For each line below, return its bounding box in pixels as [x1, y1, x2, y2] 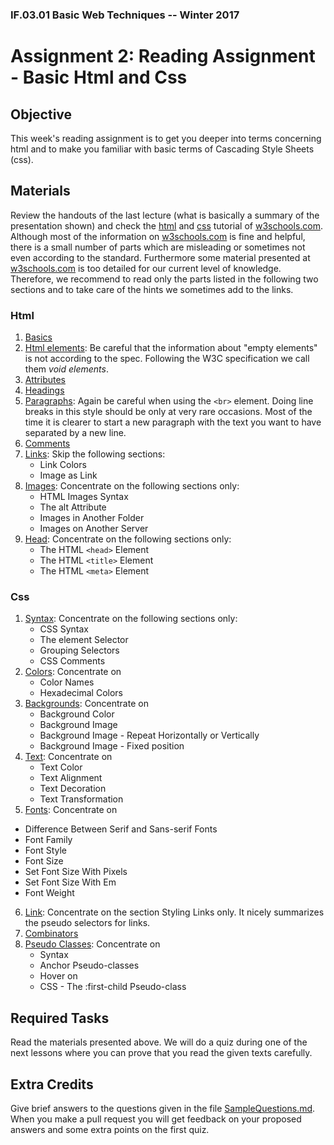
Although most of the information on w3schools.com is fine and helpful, [10, 230, 306, 242]
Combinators [24, 928, 79, 940]
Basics [24, 331, 53, 343]
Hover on [39, 970, 78, 982]
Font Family [24, 834, 73, 846]
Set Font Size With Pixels [24, 866, 128, 878]
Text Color [39, 761, 83, 773]
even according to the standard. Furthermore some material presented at [10, 251, 311, 263]
